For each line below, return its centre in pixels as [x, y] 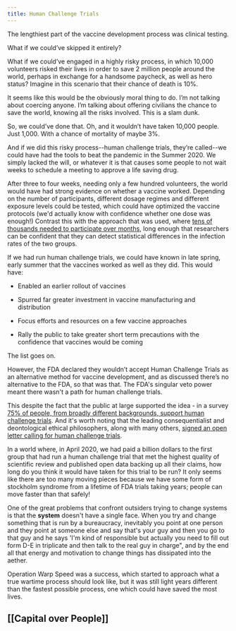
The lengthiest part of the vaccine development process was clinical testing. [118, 34]
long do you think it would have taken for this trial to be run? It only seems [114, 471]
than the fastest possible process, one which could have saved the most [112, 589]
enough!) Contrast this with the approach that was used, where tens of [110, 221]
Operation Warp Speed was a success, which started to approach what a [113, 574]
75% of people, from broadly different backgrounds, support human [106, 413]
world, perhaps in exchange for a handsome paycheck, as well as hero [110, 76]
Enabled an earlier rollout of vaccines [72, 286]
